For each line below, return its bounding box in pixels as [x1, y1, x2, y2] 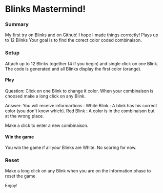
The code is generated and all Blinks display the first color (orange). [5, 66, 142, 72]
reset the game [5, 173, 36, 179]
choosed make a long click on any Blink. [5, 93, 86, 99]
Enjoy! [5, 183, 18, 189]
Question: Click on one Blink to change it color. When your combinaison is [5, 88, 154, 94]
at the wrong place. [5, 113, 44, 119]
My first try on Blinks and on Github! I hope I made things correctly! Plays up [5, 32, 159, 38]
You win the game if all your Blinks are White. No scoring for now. [5, 145, 137, 150]
